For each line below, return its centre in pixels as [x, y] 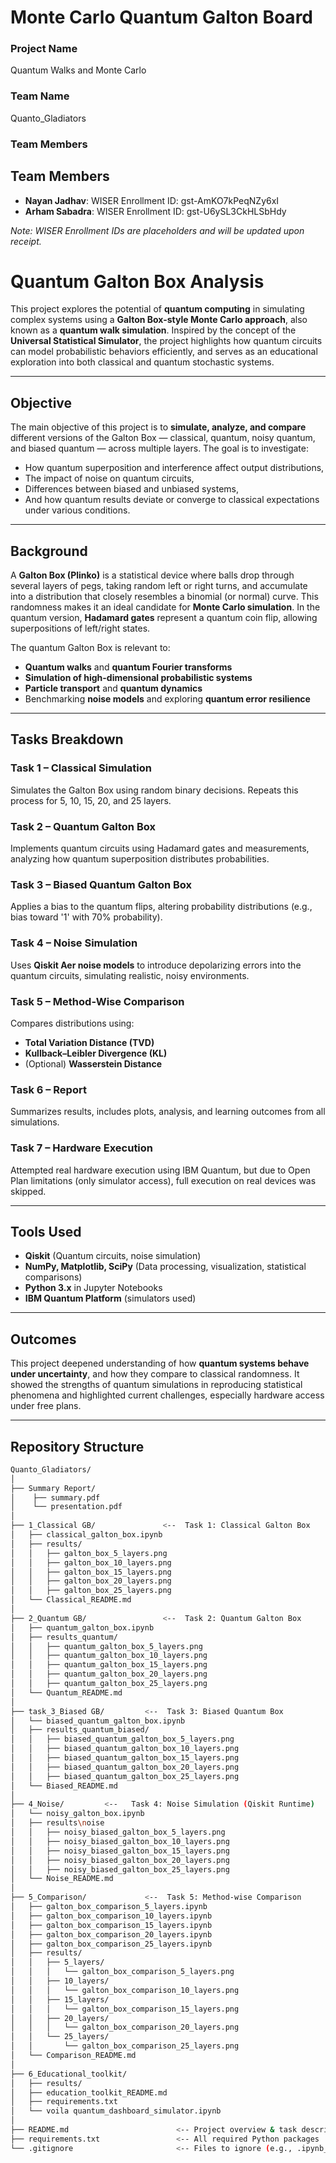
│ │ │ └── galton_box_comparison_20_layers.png [125, 2027]
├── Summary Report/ [53, 1488]
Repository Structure [77, 1446]
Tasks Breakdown [67, 739]
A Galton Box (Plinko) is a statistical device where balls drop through [152, 575]
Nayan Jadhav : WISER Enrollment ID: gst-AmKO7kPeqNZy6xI [152, 200]
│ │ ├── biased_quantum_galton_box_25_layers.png [125, 1776]
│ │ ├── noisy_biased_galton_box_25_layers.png [120, 1869]
